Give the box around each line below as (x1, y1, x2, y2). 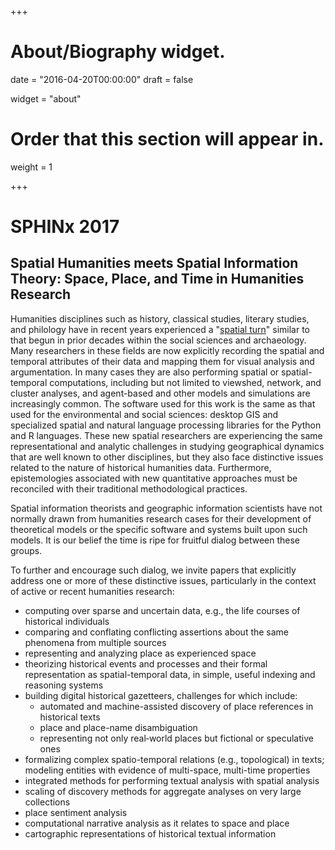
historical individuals (24, 615, 110, 627)
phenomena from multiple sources (24, 636, 167, 648)
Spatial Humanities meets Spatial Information (10, 255, 299, 272)
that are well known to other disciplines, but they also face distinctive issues (10, 451, 324, 463)
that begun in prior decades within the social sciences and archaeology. (10, 334, 307, 346)
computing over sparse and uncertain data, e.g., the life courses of (24, 604, 301, 616)
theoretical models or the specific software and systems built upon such (10, 523, 308, 535)
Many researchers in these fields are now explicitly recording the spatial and (10, 344, 325, 356)
